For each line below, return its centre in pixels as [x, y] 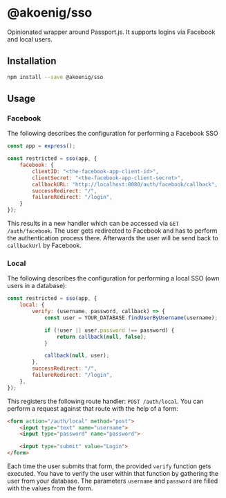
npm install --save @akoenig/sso [55, 77]
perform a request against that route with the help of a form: [93, 408]
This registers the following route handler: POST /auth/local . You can [105, 401]
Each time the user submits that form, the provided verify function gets [109, 466]
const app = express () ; [41, 146]
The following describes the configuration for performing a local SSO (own [113, 278]
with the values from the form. [50, 488]
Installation [32, 61]
